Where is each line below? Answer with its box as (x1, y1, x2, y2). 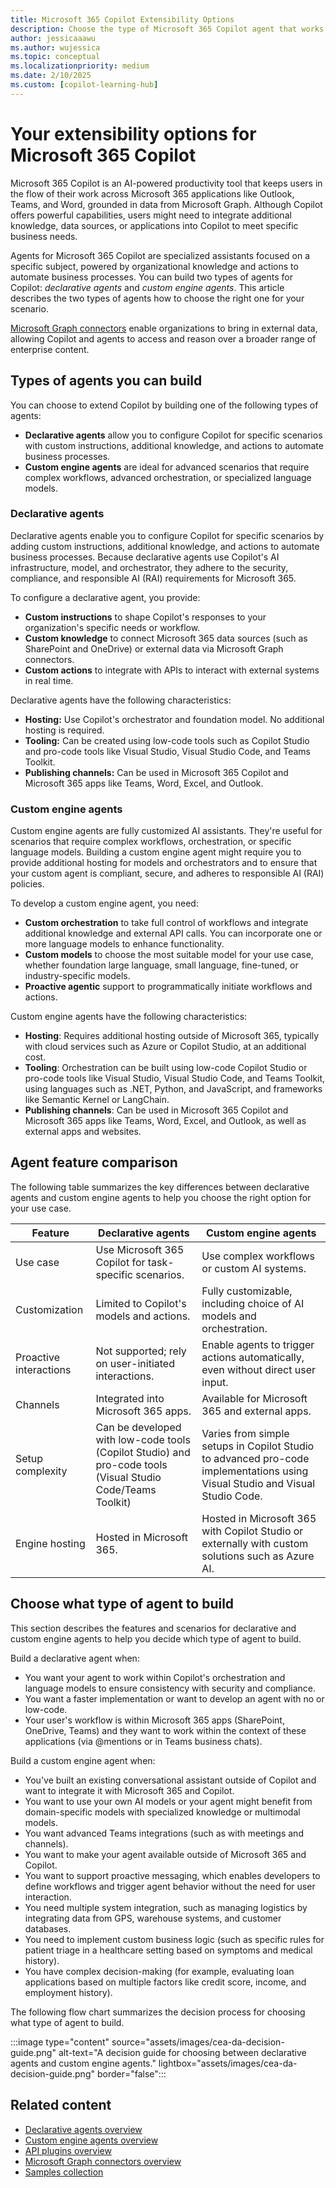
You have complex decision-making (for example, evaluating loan (24, 1965, 295, 1977)
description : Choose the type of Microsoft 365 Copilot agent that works (10, 24, 325, 34)
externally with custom (201, 1536, 309, 1550)
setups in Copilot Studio (201, 1439, 315, 1453)
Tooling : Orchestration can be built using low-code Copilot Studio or (24, 1062, 308, 1074)
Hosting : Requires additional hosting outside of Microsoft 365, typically (24, 1030, 320, 1042)
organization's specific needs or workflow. (24, 621, 201, 633)
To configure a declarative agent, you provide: (10, 591, 201, 603)
